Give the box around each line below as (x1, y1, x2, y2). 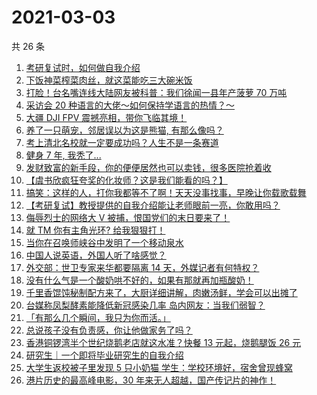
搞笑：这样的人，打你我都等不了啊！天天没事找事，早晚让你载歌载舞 (25, 186, 307, 198)
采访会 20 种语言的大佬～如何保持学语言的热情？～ (25, 99, 236, 111)
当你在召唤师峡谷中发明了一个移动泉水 (25, 236, 184, 248)
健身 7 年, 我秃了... (25, 149, 102, 161)
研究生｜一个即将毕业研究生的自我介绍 (25, 349, 184, 361)
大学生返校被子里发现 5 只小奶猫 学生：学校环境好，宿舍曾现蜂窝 (25, 361, 293, 373)
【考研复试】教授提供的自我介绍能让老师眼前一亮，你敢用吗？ (25, 199, 281, 211)
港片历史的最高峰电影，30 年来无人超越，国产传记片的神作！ (25, 374, 277, 386)
